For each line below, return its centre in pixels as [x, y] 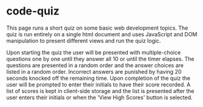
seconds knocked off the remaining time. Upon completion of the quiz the [98, 78]
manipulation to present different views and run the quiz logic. [84, 41]
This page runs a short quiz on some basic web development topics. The [97, 28]
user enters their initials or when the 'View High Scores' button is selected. [99, 97]
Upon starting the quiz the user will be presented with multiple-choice [94, 52]
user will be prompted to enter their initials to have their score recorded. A [98, 84]
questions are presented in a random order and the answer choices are [95, 65]
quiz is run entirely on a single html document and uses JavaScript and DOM [102, 34]
